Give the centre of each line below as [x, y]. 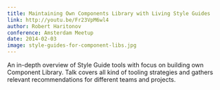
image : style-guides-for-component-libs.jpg [72, 45]
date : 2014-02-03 [32, 39]
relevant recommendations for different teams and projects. [92, 79]
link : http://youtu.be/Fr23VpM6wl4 [58, 20]
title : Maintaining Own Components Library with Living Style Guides [109, 13]
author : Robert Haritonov [44, 26]
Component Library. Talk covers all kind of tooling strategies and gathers [110, 72]
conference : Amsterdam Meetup [51, 33]
